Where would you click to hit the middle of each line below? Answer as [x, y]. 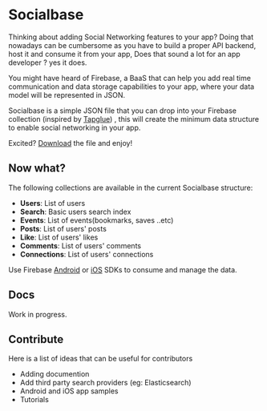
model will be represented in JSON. [67, 95]
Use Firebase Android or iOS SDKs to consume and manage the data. [123, 269]
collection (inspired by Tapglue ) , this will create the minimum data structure [133, 119]
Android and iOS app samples [69, 391]
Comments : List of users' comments [81, 245]
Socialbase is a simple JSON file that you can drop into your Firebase [122, 111]
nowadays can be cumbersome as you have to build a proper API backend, [132, 45]
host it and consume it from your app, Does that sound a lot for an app [124, 54]
